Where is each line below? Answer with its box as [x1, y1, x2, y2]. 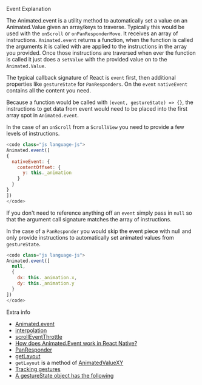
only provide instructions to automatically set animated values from [6, 234, 174, 241]
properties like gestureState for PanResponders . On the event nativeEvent [6, 80, 188, 88]
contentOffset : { [17, 164, 61, 170]
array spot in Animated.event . [6, 112, 79, 119]
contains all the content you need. [6, 87, 92, 94]
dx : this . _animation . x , [17, 275, 78, 281]
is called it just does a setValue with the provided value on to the [6, 56, 167, 63]
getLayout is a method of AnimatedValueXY [15, 359, 124, 366]
